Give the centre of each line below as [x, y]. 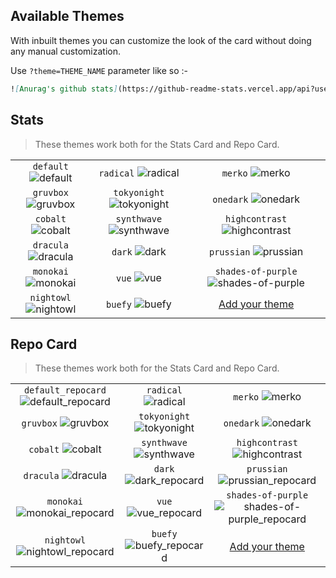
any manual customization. [66, 51]
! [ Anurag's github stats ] [64, 89]
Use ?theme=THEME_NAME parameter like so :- [99, 70]
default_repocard [65, 390]
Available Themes [67, 16]
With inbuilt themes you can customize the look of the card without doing [161, 40]
